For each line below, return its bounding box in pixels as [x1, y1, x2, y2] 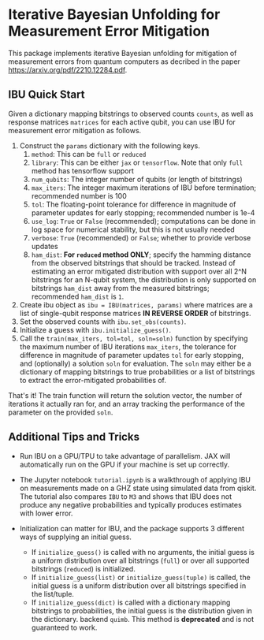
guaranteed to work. [31, 623, 98, 632]
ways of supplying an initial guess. [19, 532, 132, 541]
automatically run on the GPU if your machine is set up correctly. [19, 460, 230, 469]
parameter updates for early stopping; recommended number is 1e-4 [31, 207, 255, 218]
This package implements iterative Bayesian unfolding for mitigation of [8, 48, 237, 58]
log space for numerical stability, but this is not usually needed [31, 225, 235, 234]
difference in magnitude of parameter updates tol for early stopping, [19, 350, 244, 359]
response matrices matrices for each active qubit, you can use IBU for [8, 117, 236, 127]
